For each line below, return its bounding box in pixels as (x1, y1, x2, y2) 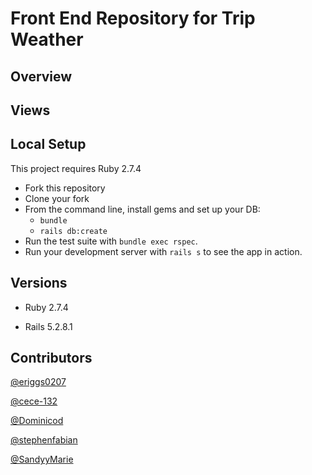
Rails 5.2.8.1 (24, 320, 73, 332)
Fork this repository (24, 182, 106, 194)
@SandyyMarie (10, 453, 74, 466)
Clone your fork (24, 192, 90, 204)
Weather (10, 28, 84, 51)
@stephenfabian (10, 434, 78, 446)
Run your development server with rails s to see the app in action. (24, 245, 303, 257)
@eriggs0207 (10, 376, 67, 388)
